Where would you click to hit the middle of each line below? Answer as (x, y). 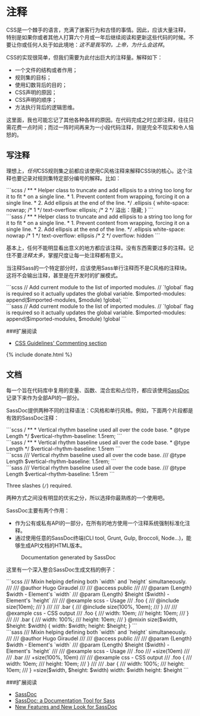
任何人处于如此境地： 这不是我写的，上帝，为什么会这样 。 (97, 45)
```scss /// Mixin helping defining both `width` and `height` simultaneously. (97, 581)
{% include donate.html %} (39, 354)
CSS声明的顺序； (36, 99)
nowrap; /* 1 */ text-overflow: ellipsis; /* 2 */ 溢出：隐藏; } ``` (80, 210)
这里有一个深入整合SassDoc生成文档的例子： (62, 570)
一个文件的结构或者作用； (46, 70)
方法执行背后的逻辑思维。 (46, 107)
